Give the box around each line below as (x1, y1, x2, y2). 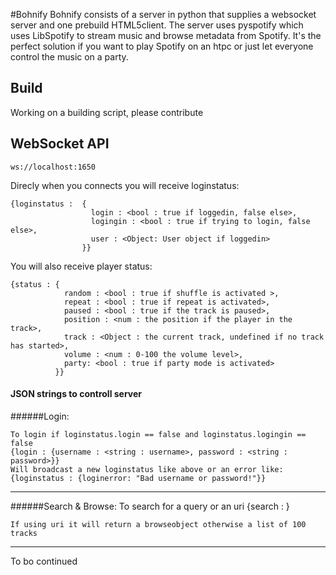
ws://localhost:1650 (10, 162, 97, 172)
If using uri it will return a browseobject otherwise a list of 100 (10, 519, 307, 529)
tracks (10, 528, 38, 538)
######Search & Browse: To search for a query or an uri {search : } (10, 500, 290, 512)
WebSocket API (10, 135, 110, 153)
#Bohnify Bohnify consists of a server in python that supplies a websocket (10, 9, 317, 20)
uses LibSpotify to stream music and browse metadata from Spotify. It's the (10, 30, 322, 41)
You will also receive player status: (10, 260, 153, 272)
